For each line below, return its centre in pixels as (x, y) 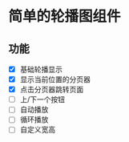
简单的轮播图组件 (65, 16)
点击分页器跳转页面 (52, 90)
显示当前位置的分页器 (55, 79)
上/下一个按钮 (42, 99)
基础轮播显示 (41, 69)
